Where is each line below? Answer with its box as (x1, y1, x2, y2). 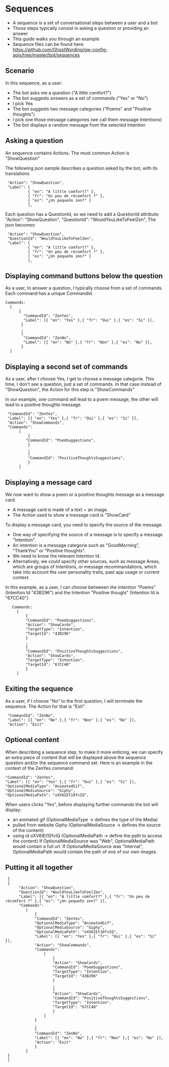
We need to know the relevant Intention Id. (12, 553, 101, 559)
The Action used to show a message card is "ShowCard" (12, 512, 131, 518)
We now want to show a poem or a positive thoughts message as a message (5, 491, 164, 497)
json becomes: (5, 221, 36, 228)
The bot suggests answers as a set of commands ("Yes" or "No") (12, 95, 148, 101)
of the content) (12, 827, 44, 833)
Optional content (5, 736, 60, 744)
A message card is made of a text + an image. (12, 507, 108, 513)
